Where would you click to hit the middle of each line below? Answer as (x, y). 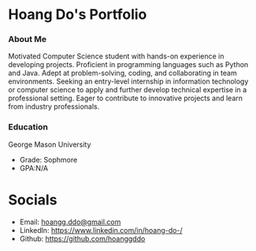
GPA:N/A (34, 168)
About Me (28, 39)
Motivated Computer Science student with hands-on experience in (116, 56)
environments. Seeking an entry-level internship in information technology (128, 81)
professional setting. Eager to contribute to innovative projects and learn (125, 98)
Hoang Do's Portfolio (78, 15)
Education (28, 127)
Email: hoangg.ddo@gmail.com (70, 222)
